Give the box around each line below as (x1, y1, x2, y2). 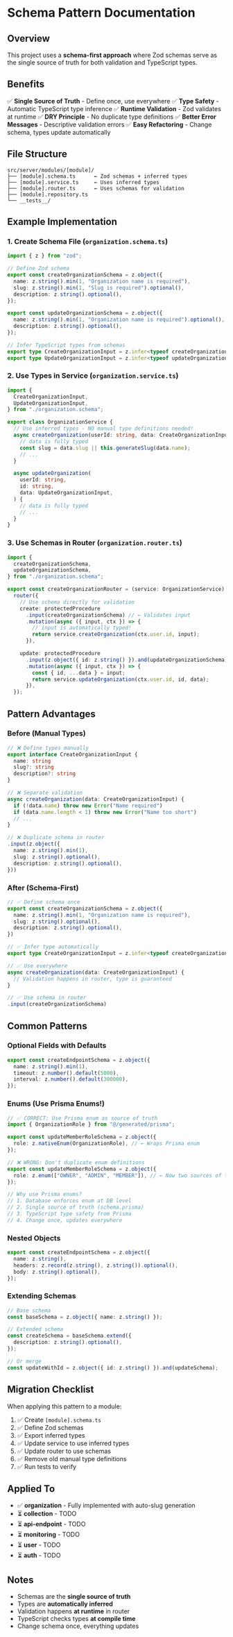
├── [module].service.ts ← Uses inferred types (7, 178, 159, 185)
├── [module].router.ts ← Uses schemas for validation (7, 185, 185, 192)
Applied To (7, 1483, 55, 1495)
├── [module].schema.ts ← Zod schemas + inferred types (7, 172, 188, 180)
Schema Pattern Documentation (7, 5, 196, 21)
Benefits (7, 78, 45, 90)
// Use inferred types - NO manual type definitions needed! (13, 425, 194, 432)
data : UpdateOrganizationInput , (19, 490, 113, 497)
